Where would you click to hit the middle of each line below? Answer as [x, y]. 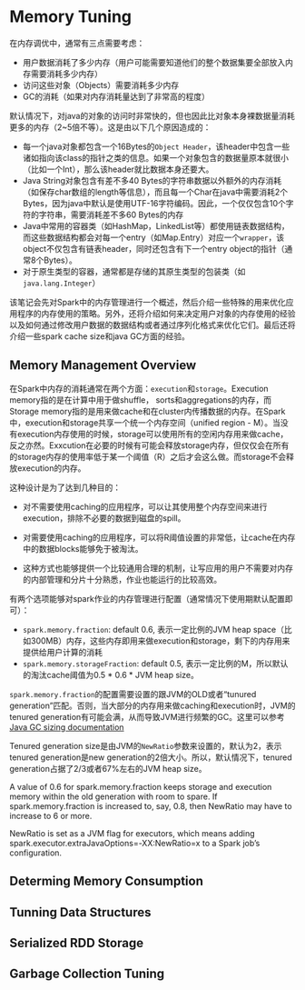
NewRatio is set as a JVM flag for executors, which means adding [133, 833]
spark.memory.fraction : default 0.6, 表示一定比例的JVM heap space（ [153, 629]
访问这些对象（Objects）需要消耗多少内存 [101, 85]
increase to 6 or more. [51, 815]
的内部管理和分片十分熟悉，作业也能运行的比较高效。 [122, 579]
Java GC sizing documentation [67, 727]
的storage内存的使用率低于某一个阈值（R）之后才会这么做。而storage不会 [148, 456]
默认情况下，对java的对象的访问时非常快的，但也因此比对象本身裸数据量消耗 [152, 115]
